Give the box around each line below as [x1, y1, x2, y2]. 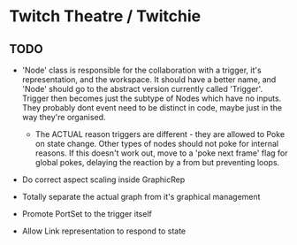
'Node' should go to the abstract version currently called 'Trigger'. [21, 84, 263, 94]
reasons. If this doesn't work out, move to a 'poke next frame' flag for [34, 148, 289, 158]
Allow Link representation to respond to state [21, 226, 187, 236]
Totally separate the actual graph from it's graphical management [21, 192, 261, 202]
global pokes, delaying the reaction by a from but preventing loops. [34, 157, 280, 167]
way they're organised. [21, 112, 106, 122]
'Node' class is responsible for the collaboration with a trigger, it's [21, 65, 263, 75]
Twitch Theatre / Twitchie [9, 6, 202, 27]
